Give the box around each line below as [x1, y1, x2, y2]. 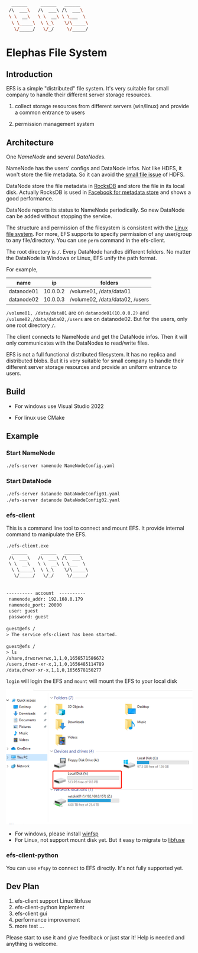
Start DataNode [6, 476, 52, 485]
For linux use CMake [14, 414, 65, 421]
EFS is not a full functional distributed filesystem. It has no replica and [6, 351, 176, 358]
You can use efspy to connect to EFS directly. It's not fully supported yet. [6, 864, 184, 871]
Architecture [6, 137, 54, 148]
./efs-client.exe [6, 543, 49, 549]
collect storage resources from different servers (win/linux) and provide [14, 103, 189, 110]
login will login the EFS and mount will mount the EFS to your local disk [6, 678, 177, 685]
